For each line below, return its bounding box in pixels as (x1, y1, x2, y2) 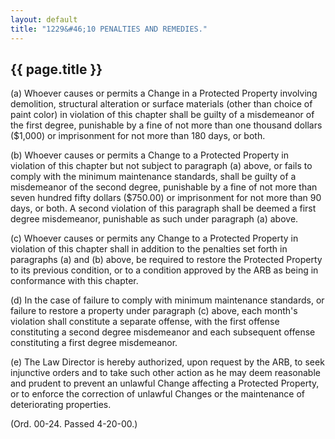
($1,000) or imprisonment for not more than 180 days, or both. (10, 130, 266, 142)
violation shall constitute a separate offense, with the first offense (10, 316, 280, 328)
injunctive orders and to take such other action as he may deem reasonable (10, 367, 321, 379)
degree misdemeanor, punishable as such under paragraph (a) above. (10, 213, 299, 225)
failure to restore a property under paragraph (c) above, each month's (10, 305, 298, 317)
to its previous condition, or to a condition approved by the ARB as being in (10, 264, 319, 276)
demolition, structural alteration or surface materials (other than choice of (10, 98, 313, 110)
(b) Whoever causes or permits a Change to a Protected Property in (10, 149, 289, 161)
